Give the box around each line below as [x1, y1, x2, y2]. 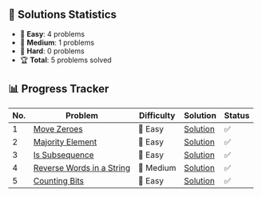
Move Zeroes [33, 123, 83, 134]
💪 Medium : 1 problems [19, 37, 94, 47]
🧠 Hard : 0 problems [19, 45, 85, 56]
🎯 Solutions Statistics [8, 8, 117, 22]
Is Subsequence [33, 149, 94, 160]
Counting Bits [33, 175, 85, 186]
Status [224, 109, 250, 120]
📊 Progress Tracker [8, 82, 109, 96]
